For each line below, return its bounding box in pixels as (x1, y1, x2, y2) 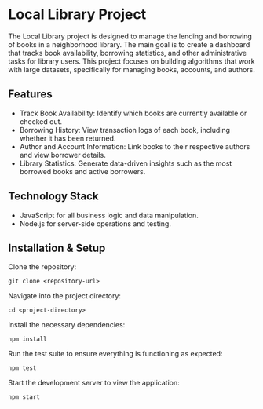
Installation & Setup (8, 241, 106, 254)
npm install (8, 335, 47, 343)
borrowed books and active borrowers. (19, 166, 146, 176)
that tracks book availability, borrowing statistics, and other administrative (8, 48, 247, 57)
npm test (8, 364, 37, 372)
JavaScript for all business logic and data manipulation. (19, 210, 199, 220)
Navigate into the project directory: (8, 291, 122, 301)
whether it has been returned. (19, 133, 116, 143)
